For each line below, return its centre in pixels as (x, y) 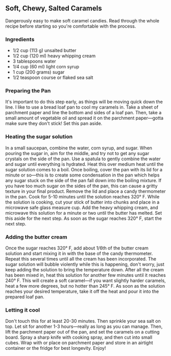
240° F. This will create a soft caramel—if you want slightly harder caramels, (86, 281)
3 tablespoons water (34, 61)
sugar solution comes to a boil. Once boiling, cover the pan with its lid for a (84, 169)
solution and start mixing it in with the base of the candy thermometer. (79, 253)
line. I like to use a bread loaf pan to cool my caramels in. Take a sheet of (82, 107)
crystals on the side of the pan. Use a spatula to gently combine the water (83, 159)
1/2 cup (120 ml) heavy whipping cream (54, 56)
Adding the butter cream (36, 237)
